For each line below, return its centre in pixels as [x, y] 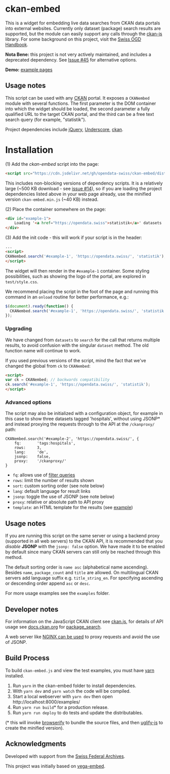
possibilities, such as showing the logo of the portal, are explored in [76, 276]
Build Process [27, 658]
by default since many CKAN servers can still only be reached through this [83, 552]
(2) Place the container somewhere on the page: [56, 209]
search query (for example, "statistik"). [46, 120]
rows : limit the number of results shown [53, 481]
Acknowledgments [36, 744]
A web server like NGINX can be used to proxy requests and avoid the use [83, 637]
